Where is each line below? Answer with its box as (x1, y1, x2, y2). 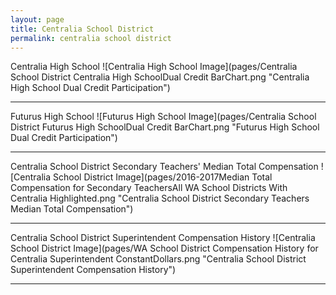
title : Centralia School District (10, 24, 155, 34)
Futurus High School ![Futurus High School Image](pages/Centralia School (10, 111, 317, 123)
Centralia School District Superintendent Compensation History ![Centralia (10, 232, 316, 244)
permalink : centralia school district (10, 33, 172, 43)
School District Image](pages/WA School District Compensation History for (10, 242, 319, 255)
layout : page (10, 14, 65, 25)
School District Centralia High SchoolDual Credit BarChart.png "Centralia (10, 71, 310, 83)
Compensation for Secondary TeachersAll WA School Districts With (10, 182, 288, 194)
